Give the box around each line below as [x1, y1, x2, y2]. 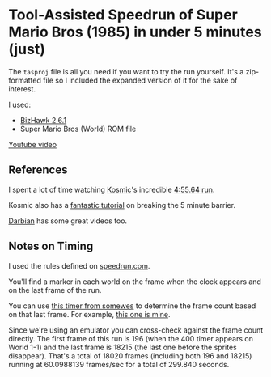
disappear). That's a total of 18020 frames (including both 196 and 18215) [8, 350, 252, 361]
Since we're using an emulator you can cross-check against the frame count [8, 325, 264, 335]
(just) [8, 40, 46, 58]
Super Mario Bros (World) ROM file [19, 124, 137, 133]
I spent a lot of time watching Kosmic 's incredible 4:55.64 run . [8, 184, 215, 194]
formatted [8, 75, 42, 85]
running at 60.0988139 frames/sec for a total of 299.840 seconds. [8, 359, 230, 369]
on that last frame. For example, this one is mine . [8, 309, 171, 319]
